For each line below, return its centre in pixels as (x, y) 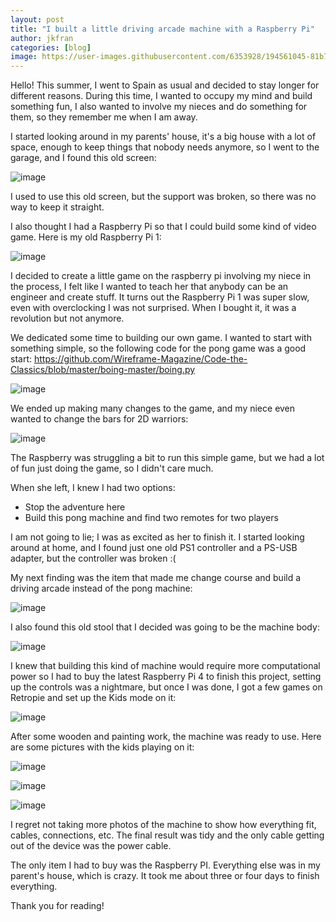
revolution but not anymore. (67, 318)
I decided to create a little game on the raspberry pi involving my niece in (161, 276)
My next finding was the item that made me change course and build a (156, 578)
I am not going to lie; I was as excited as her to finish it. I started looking (157, 537)
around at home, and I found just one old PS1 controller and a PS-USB (154, 548)
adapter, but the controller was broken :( (93, 558)
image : (24, 57)
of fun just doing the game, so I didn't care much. (112, 468)
